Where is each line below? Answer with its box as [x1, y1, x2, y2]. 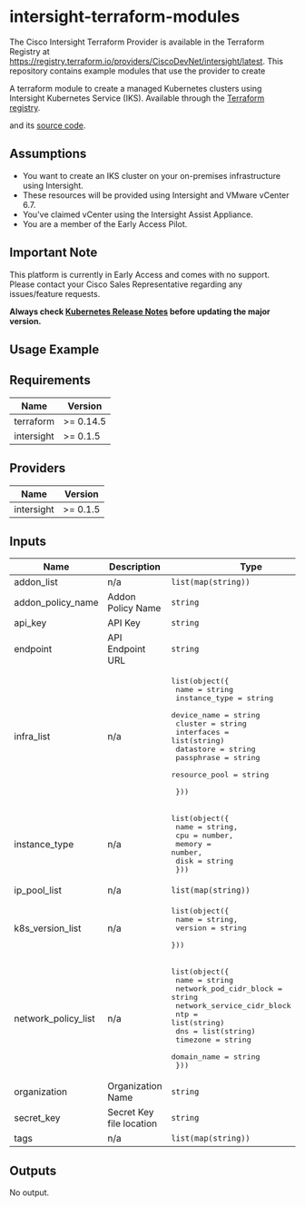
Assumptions [9, 146, 87, 162]
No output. [9, 1187, 50, 1198]
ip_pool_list [14, 884, 62, 896]
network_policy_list [14, 1013, 95, 1025]
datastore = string [175, 745, 256, 755]
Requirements [9, 372, 91, 388]
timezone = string [175, 1035, 251, 1045]
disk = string [175, 856, 234, 866]
